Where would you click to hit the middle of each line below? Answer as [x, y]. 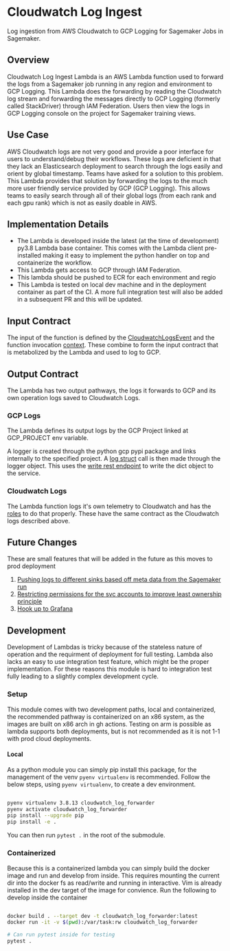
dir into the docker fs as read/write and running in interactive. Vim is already [114, 883]
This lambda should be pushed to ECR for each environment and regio [116, 278]
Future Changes [42, 542]
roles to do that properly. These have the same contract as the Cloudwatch [113, 513]
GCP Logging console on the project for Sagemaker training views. [102, 113]
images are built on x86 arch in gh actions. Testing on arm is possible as [109, 724]
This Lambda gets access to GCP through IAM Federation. [99, 270]
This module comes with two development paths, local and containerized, [112, 709]
